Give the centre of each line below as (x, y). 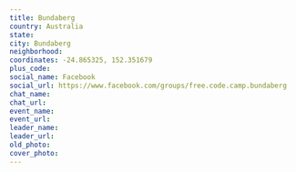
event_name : (32, 111)
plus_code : (30, 69)
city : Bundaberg (40, 43)
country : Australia (46, 26)
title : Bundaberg (42, 18)
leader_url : (32, 137)
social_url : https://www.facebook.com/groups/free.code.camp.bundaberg (148, 86)
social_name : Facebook (52, 77)
